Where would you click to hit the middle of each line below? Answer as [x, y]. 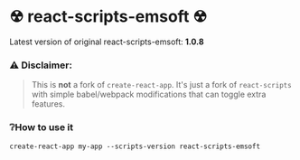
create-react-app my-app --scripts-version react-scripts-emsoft [135, 146]
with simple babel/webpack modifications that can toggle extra [149, 94]
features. [48, 104]
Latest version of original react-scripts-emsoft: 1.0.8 [107, 42]
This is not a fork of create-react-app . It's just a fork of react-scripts [161, 85]
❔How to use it [42, 127]
